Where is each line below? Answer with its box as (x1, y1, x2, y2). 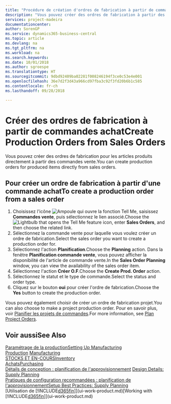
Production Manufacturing (5, 350, 61, 356)
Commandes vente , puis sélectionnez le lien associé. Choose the (12, 214, 149, 220)
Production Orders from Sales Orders (5, 136, 166, 148)
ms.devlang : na (5, 41, 38, 46)
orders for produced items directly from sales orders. (5, 164, 117, 170)
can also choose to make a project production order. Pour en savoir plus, (5, 305, 158, 312)
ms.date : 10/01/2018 (5, 60, 49, 65)
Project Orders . (5, 316, 37, 322)
